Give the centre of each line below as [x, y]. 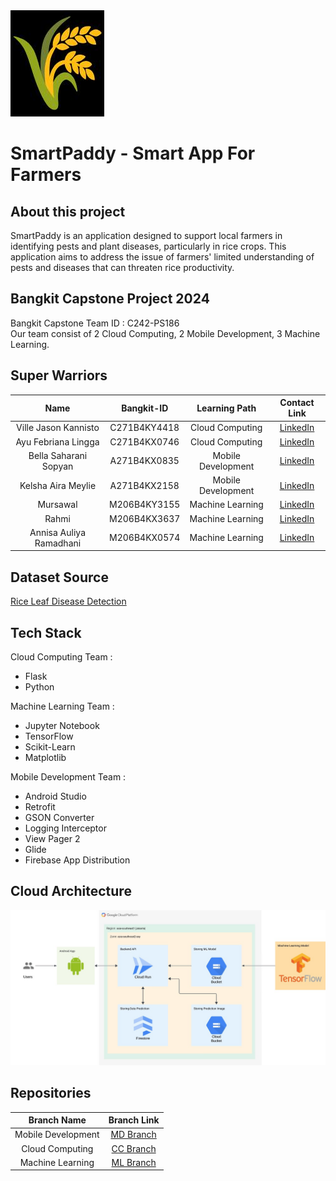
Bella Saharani [58, 455]
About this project [68, 211]
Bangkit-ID [145, 408]
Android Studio [55, 796]
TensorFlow [49, 736]
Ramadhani [58, 543]
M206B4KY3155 [145, 505]
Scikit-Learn [50, 747]
